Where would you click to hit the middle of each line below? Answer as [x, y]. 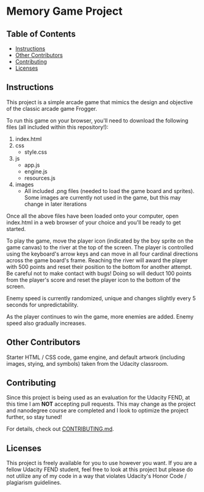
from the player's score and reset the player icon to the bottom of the [93, 279]
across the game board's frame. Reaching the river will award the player [97, 260]
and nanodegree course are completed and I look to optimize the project [97, 411]
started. [16, 229]
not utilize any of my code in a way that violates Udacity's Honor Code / [97, 476]
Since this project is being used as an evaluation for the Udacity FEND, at [98, 398]
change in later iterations [56, 204]
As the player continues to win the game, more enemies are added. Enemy [100, 316]
